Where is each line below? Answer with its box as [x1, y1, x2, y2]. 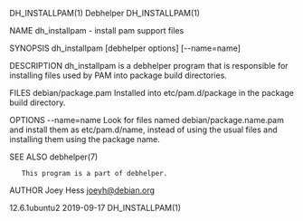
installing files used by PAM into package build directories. [9, 70, 228, 81]
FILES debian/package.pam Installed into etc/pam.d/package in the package [9, 88, 294, 98]
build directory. [9, 97, 66, 108]
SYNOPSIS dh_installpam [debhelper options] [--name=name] [9, 43, 241, 53]
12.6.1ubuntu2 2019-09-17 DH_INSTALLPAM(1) [9, 203, 182, 213]
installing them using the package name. [9, 134, 160, 144]
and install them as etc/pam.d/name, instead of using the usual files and [9, 124, 278, 135]
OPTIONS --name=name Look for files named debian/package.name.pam [9, 115, 285, 125]
